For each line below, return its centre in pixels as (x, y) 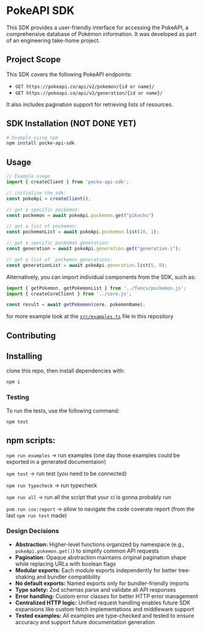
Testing (18, 397)
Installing (24, 356)
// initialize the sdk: (37, 193)
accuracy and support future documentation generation (85, 622)
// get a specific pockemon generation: (58, 243)
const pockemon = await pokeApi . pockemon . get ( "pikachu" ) (80, 215)
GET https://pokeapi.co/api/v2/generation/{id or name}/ (89, 93)
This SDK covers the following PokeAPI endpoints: (69, 74)
